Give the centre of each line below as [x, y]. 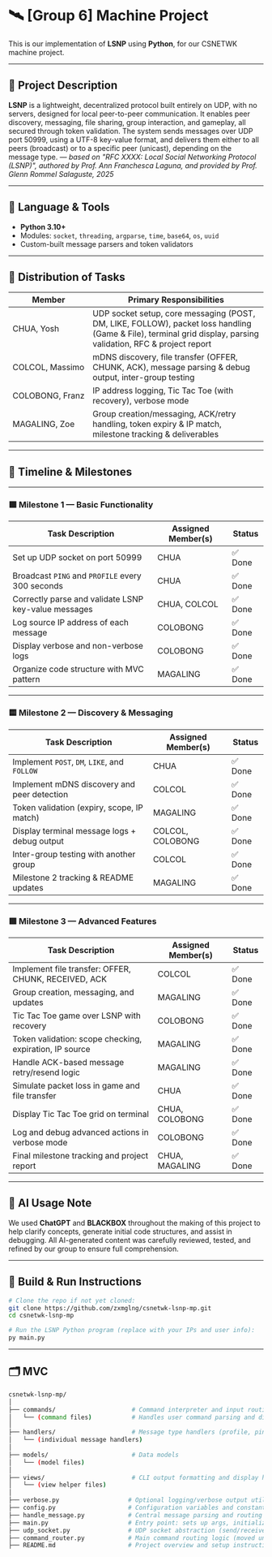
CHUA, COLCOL [188, 604]
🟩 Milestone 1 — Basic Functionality [81, 505]
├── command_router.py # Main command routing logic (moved [132, 1538]
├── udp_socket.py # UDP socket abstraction [112, 1530]
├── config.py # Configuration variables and [121, 1508]
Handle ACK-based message [68, 1063]
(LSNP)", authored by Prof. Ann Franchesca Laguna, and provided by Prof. [133, 165]
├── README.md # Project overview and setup [119, 1546]
